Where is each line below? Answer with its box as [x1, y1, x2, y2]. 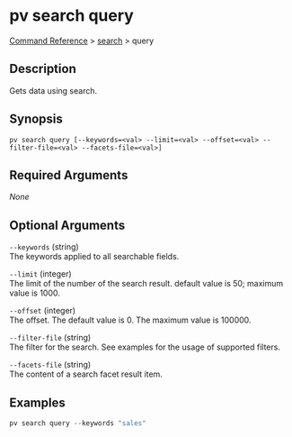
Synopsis [9, 112, 63, 127]
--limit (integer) [9, 269, 72, 279]
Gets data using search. [9, 85, 98, 96]
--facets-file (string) [9, 360, 92, 370]
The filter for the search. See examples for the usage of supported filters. [9, 341, 281, 352]
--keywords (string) [9, 241, 79, 252]
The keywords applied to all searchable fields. [9, 251, 180, 262]
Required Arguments [9, 168, 128, 183]
